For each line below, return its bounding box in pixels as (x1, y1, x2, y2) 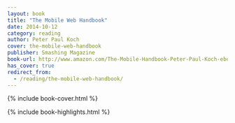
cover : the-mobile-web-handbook (7, 43, 101, 50)
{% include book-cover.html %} (7, 94, 98, 103)
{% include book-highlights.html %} (7, 108, 111, 116)
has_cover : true (7, 62, 55, 69)
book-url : (7, 56, 36, 63)
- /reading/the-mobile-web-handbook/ (13, 75, 124, 82)
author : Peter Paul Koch (7, 36, 80, 43)
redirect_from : (7, 68, 52, 75)
